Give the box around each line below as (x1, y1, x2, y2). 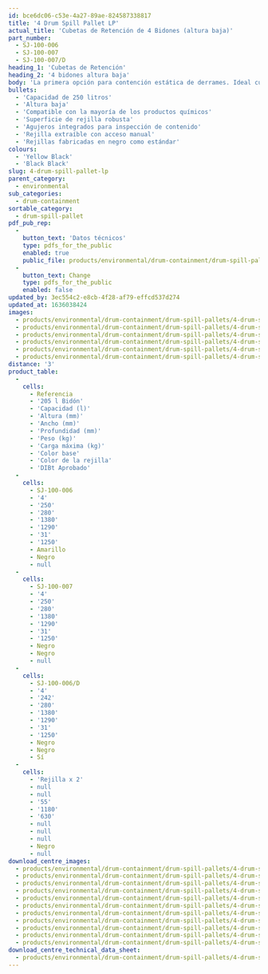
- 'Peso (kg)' (29, 434, 77, 443)
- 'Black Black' (15, 160, 69, 168)
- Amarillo (29, 546, 66, 554)
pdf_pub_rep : (8, 219, 52, 227)
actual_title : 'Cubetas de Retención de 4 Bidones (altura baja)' (8, 26, 234, 34)
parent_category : (8, 175, 66, 183)
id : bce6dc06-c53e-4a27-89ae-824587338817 (8, 11, 152, 20)
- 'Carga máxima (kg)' (29, 442, 105, 450)
